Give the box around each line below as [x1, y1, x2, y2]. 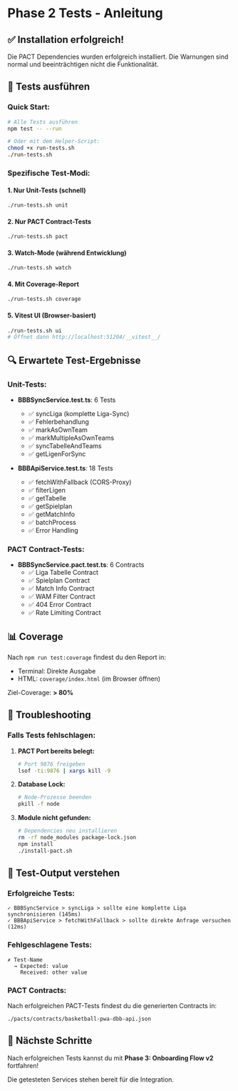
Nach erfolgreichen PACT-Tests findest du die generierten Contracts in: [7, 1002, 217, 1010]
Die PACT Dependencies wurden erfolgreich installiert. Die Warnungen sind [7, 52, 229, 61]
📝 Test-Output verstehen [7, 867, 120, 879]
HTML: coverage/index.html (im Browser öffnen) [17, 674, 161, 683]
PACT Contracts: [7, 985, 67, 995]
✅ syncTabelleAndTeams [28, 441, 102, 450]
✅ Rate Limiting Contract [28, 608, 101, 617]
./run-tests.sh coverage [7, 295, 81, 303]
